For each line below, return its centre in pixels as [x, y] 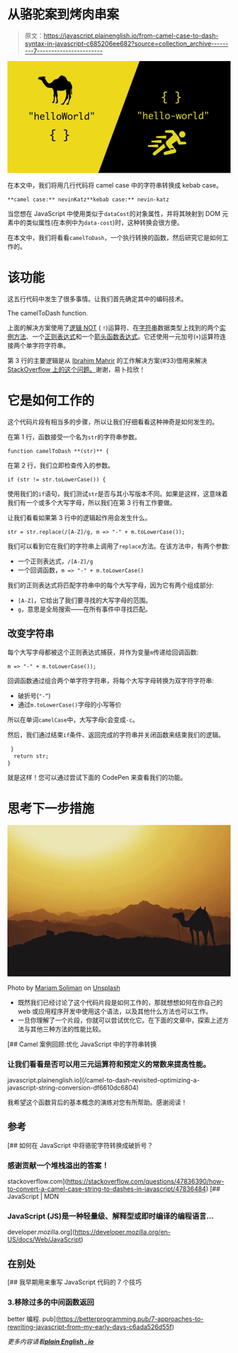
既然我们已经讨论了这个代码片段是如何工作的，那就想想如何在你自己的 [120, 1002]
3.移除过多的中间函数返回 [51, 1303]
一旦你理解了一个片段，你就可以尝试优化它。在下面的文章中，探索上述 [120, 1020]
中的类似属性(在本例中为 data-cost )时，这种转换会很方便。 [98, 222]
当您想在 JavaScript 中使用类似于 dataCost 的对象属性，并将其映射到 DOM [114, 213]
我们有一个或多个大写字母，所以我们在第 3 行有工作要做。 [92, 502]
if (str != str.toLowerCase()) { [57, 479]
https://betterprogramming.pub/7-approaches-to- [131, 1319]
